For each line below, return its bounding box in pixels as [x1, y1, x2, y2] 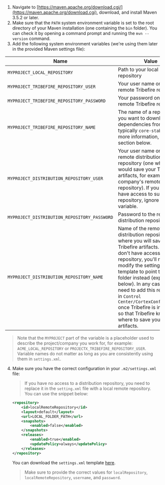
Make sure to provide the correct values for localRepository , [24, 469, 148, 475]
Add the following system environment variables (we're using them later [12, 41, 158, 46]
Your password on [117, 95, 160, 101]
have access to [117, 191, 153, 197]
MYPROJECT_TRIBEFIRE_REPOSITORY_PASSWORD [7, 98, 106, 104]
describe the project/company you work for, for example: [17, 340, 133, 346]
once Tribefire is [117, 304, 156, 311]
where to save [117, 316, 151, 323]
